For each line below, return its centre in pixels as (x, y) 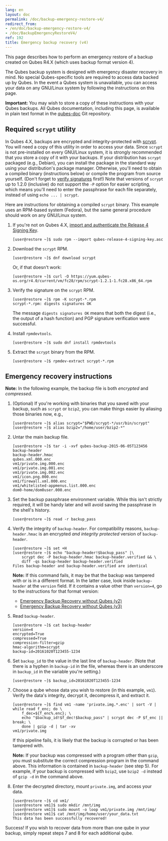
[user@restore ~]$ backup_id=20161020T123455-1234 (66, 681)
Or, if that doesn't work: (37, 267)
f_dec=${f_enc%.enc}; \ (46, 714)
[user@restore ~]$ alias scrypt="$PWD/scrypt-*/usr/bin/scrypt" (81, 424)
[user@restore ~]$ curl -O (41, 276)
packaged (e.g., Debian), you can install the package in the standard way (81, 163)
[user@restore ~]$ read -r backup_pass (54, 519)
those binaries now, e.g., (38, 414)
